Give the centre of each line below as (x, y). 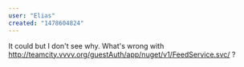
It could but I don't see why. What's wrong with (86, 45)
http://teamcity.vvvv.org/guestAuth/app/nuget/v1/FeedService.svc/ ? (122, 54)
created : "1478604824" (46, 23)
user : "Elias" (32, 16)
